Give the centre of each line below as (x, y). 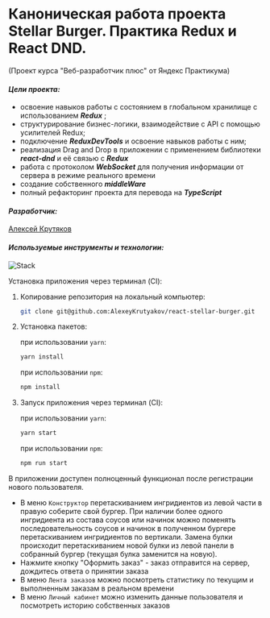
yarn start (38, 433)
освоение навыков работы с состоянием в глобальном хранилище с (139, 107)
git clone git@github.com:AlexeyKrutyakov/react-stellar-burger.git (137, 311)
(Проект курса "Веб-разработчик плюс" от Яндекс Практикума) (119, 70)
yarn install (42, 357)
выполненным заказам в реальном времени (97, 588)
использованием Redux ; (63, 116)
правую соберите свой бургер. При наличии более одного (121, 511)
